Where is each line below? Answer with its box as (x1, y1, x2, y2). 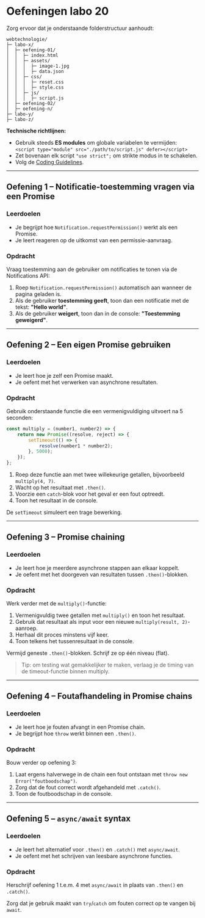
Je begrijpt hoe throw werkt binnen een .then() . (15, 729, 136, 737)
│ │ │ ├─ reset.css (6, 79, 64, 85)
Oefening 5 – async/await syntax (6, 814, 131, 824)
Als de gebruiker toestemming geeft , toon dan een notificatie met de (15, 297, 189, 304)
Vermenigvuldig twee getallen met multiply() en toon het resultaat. (15, 612, 185, 619)
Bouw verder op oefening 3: (6, 759, 77, 766)
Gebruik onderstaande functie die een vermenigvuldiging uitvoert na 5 (6, 407, 183, 414)
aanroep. (15, 624, 38, 632)
